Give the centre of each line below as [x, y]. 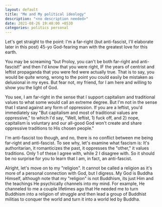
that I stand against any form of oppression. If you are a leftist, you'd [74, 108]
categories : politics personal [37, 28]
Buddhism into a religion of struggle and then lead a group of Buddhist [76, 194]
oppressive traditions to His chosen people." [50, 128]
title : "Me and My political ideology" [46, 14]
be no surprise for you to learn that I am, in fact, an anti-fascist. [69, 159]
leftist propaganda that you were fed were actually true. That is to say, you [80, 72]
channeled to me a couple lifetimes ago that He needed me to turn [72, 189]
